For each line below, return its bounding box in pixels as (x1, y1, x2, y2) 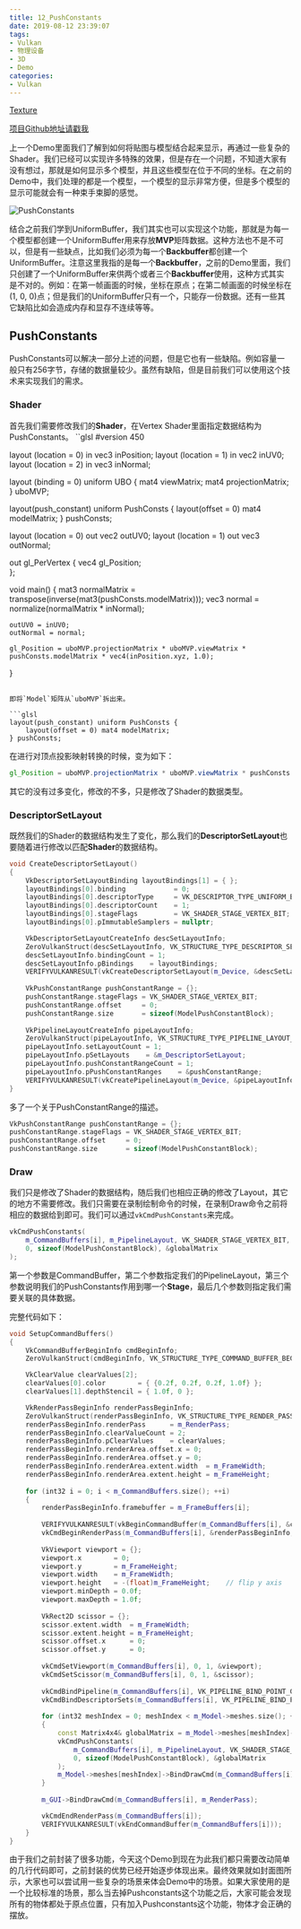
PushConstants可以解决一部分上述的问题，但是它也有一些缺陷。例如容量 (9, 354, 278, 364)
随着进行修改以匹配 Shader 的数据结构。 (16, 841, 163, 852)
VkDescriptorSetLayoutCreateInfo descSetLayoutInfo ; (25, 934, 227, 943)
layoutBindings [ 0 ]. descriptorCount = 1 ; (25, 901, 191, 911)
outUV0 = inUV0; (9, 620, 70, 629)
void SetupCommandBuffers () (9, 1329, 115, 1338)
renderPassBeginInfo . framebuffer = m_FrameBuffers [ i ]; (41, 1504, 251, 1513)
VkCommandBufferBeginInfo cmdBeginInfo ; (25, 1346, 178, 1355)
